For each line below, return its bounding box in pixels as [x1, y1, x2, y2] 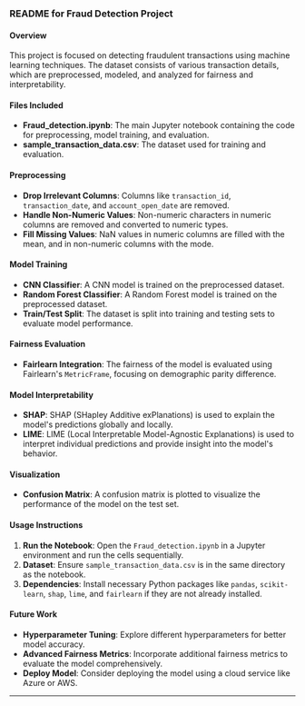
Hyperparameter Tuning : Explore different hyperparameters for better [22, 629, 287, 640]
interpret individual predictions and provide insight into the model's [22, 439, 274, 450]
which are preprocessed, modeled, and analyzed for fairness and [9, 69, 254, 80]
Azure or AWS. [22, 677, 78, 688]
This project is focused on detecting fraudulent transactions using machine [9, 50, 290, 61]
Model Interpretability [9, 389, 93, 400]
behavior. [22, 448, 58, 459]
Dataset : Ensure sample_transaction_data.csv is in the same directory [22, 559, 286, 570]
